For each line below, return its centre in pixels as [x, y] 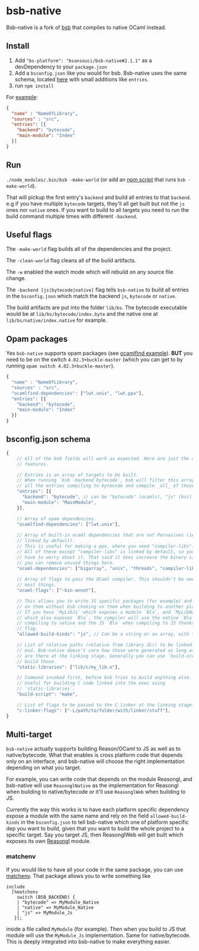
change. [16, 278]
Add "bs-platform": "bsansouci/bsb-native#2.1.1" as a [83, 60]
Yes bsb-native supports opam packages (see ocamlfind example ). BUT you [99, 353]
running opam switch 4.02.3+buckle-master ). [60, 366]
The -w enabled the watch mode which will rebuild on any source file [90, 272]
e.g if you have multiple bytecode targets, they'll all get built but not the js [96, 204]
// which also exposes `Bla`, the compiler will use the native [98, 618]
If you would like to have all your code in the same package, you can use [95, 869]
